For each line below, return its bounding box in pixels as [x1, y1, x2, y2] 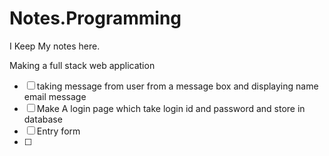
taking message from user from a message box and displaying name [36, 80, 319, 92]
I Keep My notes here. [9, 40, 101, 52]
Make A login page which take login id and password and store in [36, 102, 306, 114]
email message [23, 90, 87, 102]
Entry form [36, 125, 81, 137]
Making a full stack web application [9, 59, 156, 71]
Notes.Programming [9, 7, 182, 30]
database [23, 113, 63, 125]
